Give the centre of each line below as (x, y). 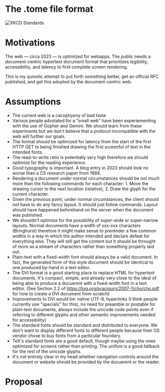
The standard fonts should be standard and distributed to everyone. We (85, 325)
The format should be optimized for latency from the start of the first (82, 141)
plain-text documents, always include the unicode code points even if (83, 309)
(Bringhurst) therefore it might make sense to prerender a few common (84, 231)
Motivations (30, 43)
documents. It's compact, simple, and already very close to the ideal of (84, 278)
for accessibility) (29, 320)
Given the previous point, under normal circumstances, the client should (85, 199)
